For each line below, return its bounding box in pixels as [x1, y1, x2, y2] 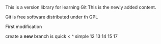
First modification [5, 23, 42, 29]
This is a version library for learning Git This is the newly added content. [5, 4, 156, 10]
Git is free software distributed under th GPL [5, 14, 98, 19]
